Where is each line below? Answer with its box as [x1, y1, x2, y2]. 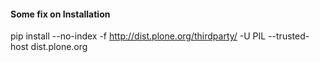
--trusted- [268, 30, 310, 42]
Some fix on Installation [10, 8, 111, 20]
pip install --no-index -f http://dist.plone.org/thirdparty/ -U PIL [10, 30, 267, 42]
